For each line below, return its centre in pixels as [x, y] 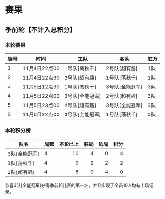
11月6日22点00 [41, 114]
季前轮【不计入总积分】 [41, 30]
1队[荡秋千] [21, 163]
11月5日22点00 [41, 96]
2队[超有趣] [21, 172]
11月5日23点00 [41, 105]
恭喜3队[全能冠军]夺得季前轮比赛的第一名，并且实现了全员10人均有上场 [77, 185]
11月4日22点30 [41, 78]
